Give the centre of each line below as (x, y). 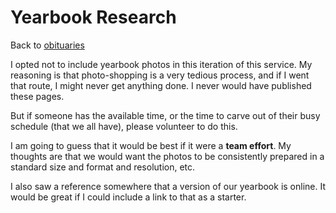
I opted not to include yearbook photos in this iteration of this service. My (161, 64)
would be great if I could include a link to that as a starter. (128, 197)
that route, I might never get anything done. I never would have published (161, 85)
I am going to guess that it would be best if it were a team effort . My (151, 145)
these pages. (37, 96)
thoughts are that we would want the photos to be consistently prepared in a (167, 156)
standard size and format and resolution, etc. (103, 167)
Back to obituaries (47, 45)
